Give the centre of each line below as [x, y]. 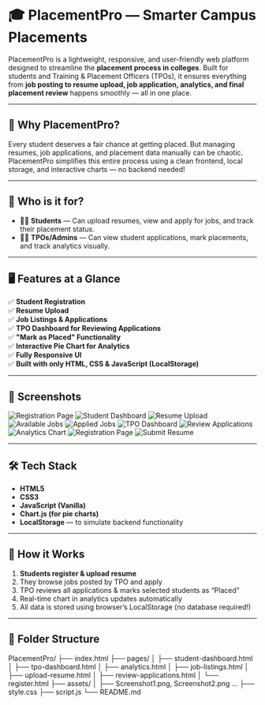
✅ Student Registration [47, 302]
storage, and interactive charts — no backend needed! [97, 169]
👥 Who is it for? [46, 202]
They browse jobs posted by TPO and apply [91, 582]
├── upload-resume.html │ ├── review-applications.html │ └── [114, 675]
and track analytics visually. [65, 246]
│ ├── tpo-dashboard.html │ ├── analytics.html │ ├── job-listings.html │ [129, 666]
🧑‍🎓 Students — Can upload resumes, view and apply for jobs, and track [136, 220]
